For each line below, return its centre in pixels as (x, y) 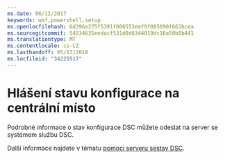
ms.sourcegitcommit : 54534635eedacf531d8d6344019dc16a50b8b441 (101, 33)
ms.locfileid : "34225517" (44, 59)
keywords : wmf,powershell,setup (54, 20)
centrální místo (51, 108)
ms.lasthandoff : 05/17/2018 (48, 53)
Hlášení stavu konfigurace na (93, 93)
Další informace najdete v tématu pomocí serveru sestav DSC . (96, 148)
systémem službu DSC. (41, 134)
